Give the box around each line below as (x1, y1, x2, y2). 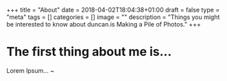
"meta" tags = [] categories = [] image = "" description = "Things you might (6, 13, 220, 21)
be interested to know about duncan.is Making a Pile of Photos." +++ (6, 20, 202, 28)
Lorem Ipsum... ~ (6, 66, 55, 74)
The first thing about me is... (6, 44, 172, 60)
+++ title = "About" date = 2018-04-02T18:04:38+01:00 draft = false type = (6, 6, 220, 14)
